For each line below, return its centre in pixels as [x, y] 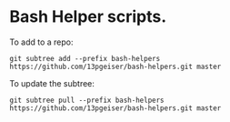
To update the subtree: [52, 83]
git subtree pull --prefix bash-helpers [87, 100]
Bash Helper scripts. [88, 17]
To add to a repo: [41, 42]
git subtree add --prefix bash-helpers [85, 58]
